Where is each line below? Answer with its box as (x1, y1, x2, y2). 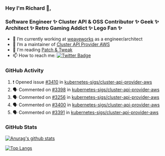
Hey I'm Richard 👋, (5, 5, 51, 12)
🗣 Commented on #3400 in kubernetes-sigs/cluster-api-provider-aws (12, 101, 160, 108)
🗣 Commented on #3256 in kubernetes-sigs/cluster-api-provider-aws (12, 94, 160, 100)
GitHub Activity (5, 67, 44, 74)
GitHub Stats (5, 124, 37, 131)
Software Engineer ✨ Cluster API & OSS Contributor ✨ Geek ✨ (5, 18, 159, 25)
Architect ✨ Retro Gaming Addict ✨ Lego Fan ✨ (5, 24, 123, 31)
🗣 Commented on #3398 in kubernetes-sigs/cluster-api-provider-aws (12, 86, 160, 93)
